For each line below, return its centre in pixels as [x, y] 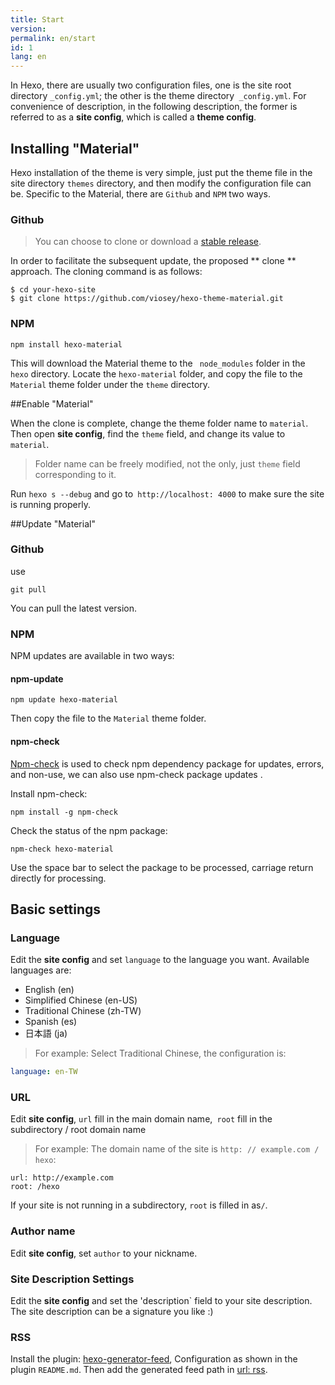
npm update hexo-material [64, 700]
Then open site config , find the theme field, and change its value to [148, 433]
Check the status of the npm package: [89, 830]
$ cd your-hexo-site [53, 290]
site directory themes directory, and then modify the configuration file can [161, 183]
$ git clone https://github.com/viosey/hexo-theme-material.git [147, 299]
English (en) [49, 990]
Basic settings [56, 909]
